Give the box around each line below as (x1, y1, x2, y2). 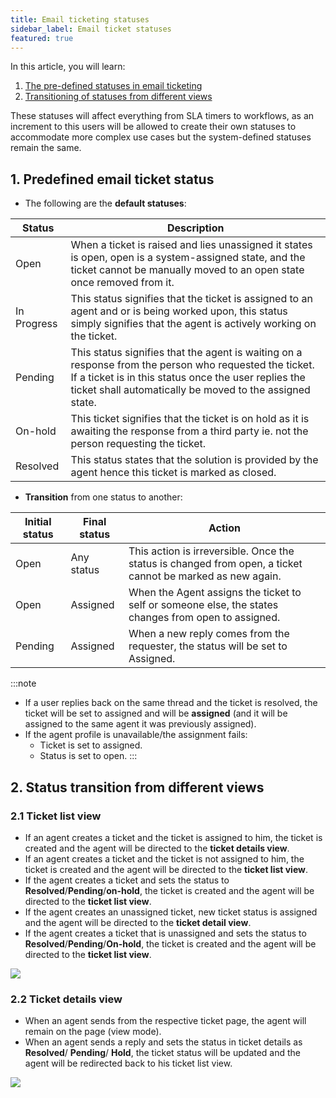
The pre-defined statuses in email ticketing (24, 80, 203, 92)
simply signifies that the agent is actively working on (70, 317, 317, 331)
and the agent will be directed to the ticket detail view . (24, 916, 252, 928)
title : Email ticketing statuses (10, 14, 150, 25)
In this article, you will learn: (10, 61, 126, 73)
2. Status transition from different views (10, 779, 265, 796)
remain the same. (10, 142, 82, 154)
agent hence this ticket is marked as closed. (70, 466, 277, 480)
